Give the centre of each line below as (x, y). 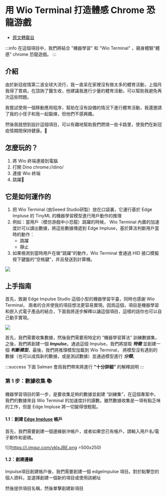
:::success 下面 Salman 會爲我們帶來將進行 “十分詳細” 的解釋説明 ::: (75, 367)
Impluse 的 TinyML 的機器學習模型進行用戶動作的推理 (67, 216)
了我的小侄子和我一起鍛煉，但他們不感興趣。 (51, 114)
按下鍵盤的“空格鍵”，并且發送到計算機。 (54, 259)
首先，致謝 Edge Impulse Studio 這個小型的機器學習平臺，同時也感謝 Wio (80, 299)
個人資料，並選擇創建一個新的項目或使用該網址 (53, 478)
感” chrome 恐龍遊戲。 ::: (31, 54)
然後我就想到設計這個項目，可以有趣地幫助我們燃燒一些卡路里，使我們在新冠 (83, 124)
